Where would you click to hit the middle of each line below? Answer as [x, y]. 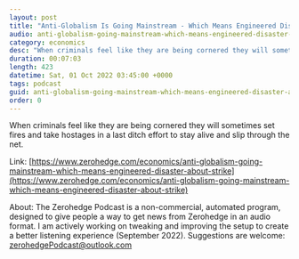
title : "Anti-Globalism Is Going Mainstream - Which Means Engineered [143, 26]
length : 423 [31, 68]
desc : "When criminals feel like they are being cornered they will [139, 51]
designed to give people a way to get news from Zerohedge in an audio [140, 217]
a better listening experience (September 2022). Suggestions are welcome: [147, 236]
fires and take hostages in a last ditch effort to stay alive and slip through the [149, 135]
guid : [19, 92]
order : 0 [25, 100]
